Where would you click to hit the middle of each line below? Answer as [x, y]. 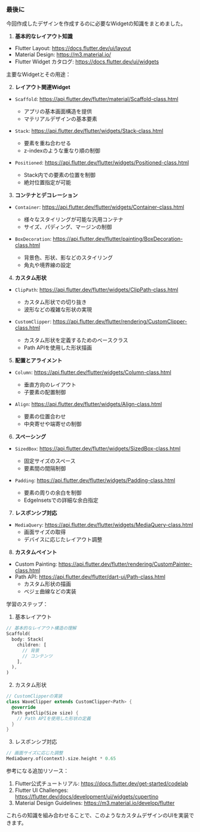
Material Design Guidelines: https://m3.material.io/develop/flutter [95, 803]
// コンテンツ [37, 656]
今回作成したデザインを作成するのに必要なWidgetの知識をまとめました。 [96, 24]
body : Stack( [28, 639]
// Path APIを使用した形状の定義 [54, 718]
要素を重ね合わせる [47, 143]
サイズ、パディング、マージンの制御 [68, 227]
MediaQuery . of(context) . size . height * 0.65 [61, 759]
